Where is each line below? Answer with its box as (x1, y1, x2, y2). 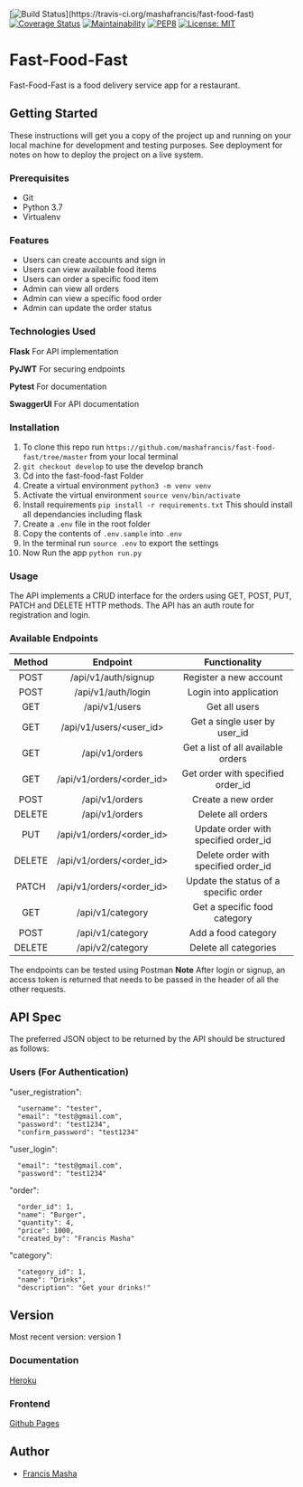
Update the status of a (186, 874, 280, 886)
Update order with (194, 822, 272, 835)
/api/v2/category (76, 941, 149, 953)
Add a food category (188, 926, 277, 939)
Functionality (204, 656, 262, 668)
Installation (9, 421, 60, 433)
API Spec (9, 1009, 62, 1025)
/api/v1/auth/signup (70, 670, 155, 683)
